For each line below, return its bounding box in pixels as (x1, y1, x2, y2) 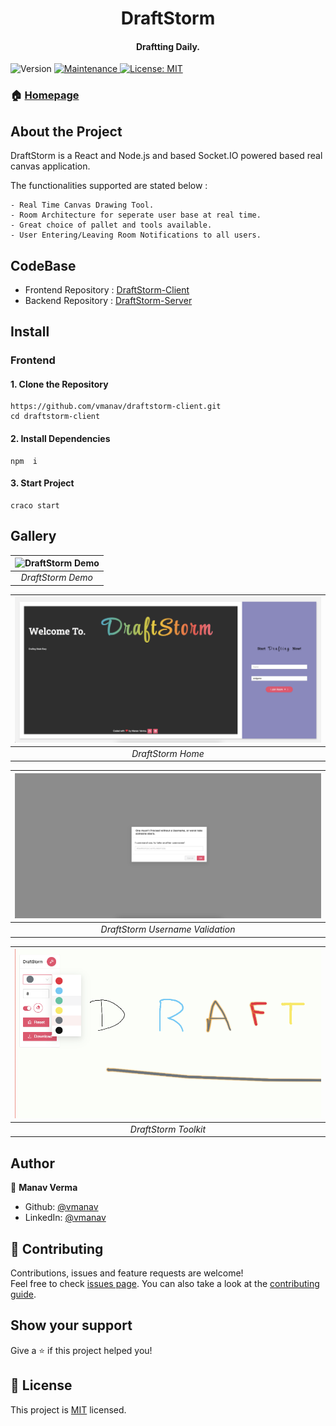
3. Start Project (10, 477, 75, 489)
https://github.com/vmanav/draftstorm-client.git (10, 402, 222, 412)
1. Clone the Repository (10, 378, 109, 390)
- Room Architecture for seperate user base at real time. (10, 210, 262, 221)
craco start (10, 500, 60, 511)
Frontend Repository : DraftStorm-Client (24, 283, 190, 296)
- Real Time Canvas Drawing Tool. (10, 200, 155, 211)
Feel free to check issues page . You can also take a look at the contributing (10, 1278, 320, 1289)
